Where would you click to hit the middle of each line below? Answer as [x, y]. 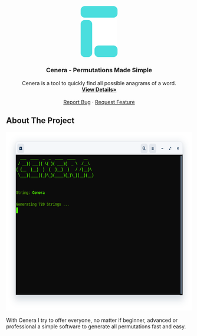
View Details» [99, 89]
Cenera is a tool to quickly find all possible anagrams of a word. [99, 83]
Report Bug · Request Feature [99, 102]
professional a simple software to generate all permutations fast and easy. [96, 327]
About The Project [40, 121]
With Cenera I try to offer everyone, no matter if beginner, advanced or [92, 320]
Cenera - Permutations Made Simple [99, 70]
